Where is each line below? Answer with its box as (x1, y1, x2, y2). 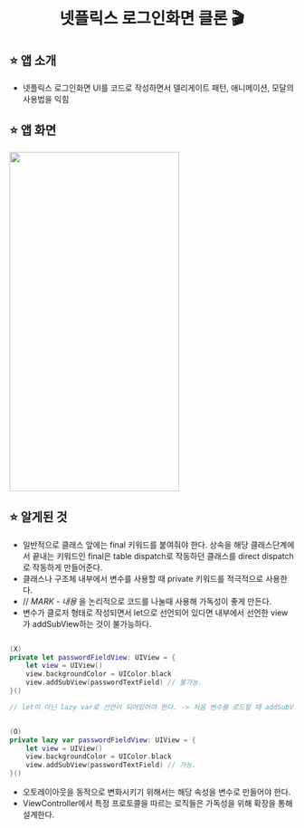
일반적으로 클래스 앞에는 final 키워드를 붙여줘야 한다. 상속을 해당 (22, 539, 249, 550)
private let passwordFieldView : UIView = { (9, 652, 176, 661)
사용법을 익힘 (22, 94, 70, 104)
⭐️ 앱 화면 (9, 123, 57, 138)
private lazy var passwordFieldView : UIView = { (9, 735, 196, 745)
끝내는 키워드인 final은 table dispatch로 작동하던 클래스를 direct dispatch (32, 550, 294, 561)
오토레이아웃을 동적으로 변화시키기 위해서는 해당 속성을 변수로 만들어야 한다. (22, 786, 291, 797)
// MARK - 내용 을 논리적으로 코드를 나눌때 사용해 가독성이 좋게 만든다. (22, 595, 272, 606)
